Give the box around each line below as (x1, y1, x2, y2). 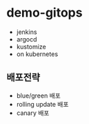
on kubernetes (16, 50, 59, 58)
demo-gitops (6, 5, 83, 21)
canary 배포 (16, 109, 50, 117)
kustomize (16, 42, 46, 51)
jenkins (16, 28, 37, 36)
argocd (16, 35, 37, 43)
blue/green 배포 (16, 91, 61, 100)
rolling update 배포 (16, 100, 69, 108)
